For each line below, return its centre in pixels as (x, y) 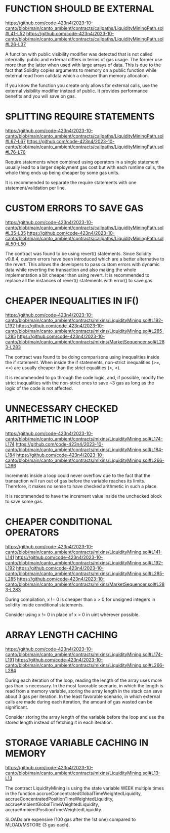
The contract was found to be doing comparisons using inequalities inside (82, 357)
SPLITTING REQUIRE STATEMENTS (80, 117)
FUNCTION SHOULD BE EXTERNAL (80, 9)
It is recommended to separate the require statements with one (71, 182)
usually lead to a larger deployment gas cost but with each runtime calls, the (85, 167)
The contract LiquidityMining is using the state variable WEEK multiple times (85, 788)
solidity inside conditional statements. (45, 604)
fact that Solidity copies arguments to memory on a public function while (81, 70)
